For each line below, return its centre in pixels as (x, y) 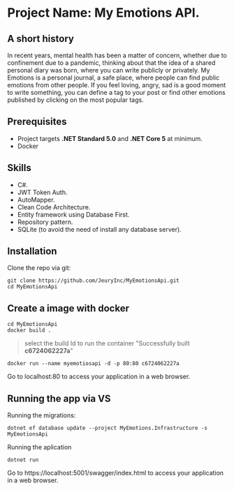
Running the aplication (39, 447)
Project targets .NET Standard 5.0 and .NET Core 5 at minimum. (110, 138)
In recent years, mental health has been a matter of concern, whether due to (117, 55)
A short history (41, 39)
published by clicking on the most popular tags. (76, 100)
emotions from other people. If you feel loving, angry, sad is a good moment (117, 85)
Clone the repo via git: (39, 268)
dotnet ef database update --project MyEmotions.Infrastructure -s (108, 428)
